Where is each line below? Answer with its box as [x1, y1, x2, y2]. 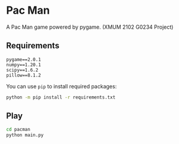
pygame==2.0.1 [6, 56, 42, 63]
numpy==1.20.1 [6, 62, 42, 68]
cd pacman [6, 127, 31, 133]
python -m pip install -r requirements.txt [6, 94, 116, 100]
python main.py [6, 132, 44, 138]
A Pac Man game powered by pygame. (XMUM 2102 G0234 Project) [6, 23, 174, 30]
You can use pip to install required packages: [6, 82, 117, 90]
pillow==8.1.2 [6, 72, 42, 78]
